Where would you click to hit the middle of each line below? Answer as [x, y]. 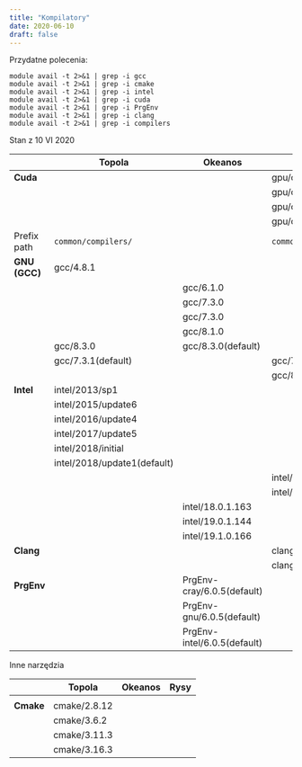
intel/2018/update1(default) [114, 463]
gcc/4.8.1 [75, 268]
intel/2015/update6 [95, 405]
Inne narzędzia [37, 665]
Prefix [26, 236]
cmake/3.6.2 [80, 720]
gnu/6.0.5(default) [222, 617]
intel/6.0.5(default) [223, 643]
